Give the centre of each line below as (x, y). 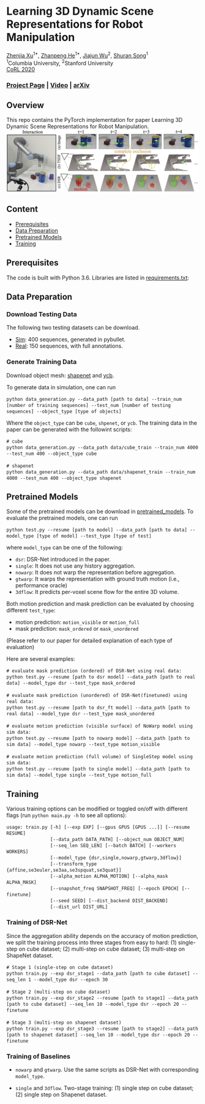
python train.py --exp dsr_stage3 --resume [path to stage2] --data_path (102, 1029)
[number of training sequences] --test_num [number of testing (89, 405)
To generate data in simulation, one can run (61, 387)
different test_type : (31, 611)
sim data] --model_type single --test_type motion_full (79, 775)
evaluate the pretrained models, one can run (62, 518)
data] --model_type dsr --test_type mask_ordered (71, 683)
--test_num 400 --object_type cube (52, 454)
